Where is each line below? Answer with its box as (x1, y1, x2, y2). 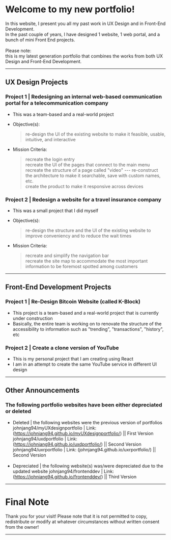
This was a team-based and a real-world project (12, 111, 114, 117)
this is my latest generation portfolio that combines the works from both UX (5, 53, 163, 59)
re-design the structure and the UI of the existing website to (25, 227, 151, 233)
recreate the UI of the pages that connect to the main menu (25, 162, 150, 168)
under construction (12, 315, 53, 321)
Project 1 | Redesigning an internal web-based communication (5, 93, 162, 100)
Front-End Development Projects (5, 283, 111, 292)
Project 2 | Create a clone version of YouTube (5, 344, 119, 351)
